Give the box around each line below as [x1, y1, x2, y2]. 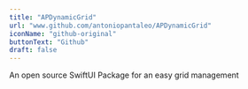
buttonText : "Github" [9, 37, 89, 47]
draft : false [9, 46, 58, 55]
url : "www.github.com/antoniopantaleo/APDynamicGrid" [9, 21, 213, 30]
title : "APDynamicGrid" [9, 12, 97, 22]
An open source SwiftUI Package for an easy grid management [9, 70, 239, 80]
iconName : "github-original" [9, 29, 117, 38]
